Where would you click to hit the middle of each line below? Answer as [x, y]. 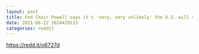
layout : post [22, 12]
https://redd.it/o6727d [33, 45]
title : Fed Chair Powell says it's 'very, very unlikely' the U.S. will [98, 17]
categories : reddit [30, 28]
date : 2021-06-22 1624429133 [42, 23]
